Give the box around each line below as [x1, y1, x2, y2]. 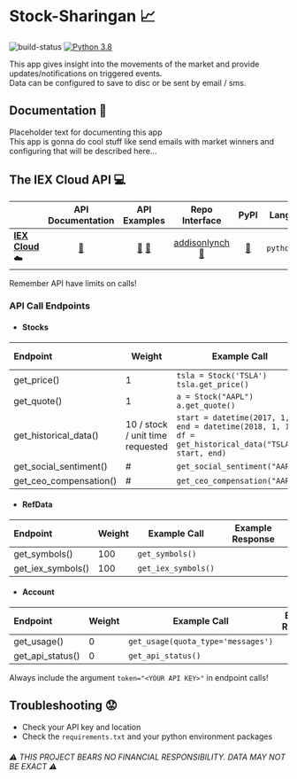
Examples [123, 214, 165, 226]
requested [125, 440, 168, 452]
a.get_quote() [176, 400, 236, 410]
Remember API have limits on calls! [9, 277, 137, 288]
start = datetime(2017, [176, 412, 277, 423]
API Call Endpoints [9, 300, 91, 312]
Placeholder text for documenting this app [9, 127, 163, 137]
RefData [21, 499, 53, 510]
